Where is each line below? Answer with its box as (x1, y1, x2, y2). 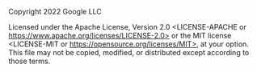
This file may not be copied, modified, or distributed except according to (8, 48, 250, 57)
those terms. (8, 56, 51, 66)
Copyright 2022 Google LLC (8, 7, 103, 16)
